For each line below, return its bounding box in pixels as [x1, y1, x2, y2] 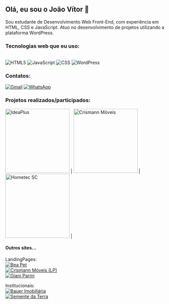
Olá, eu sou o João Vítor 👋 [5, 5, 89, 14]
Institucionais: [5, 282, 35, 289]
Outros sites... [5, 245, 37, 251]
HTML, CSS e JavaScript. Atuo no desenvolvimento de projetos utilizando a [5, 24, 165, 30]
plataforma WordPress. [5, 29, 54, 36]
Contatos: [5, 72, 31, 79]
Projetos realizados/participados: [5, 97, 91, 104]
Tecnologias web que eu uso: [5, 42, 80, 49]
